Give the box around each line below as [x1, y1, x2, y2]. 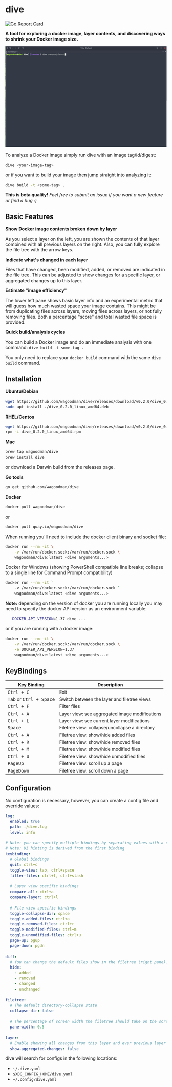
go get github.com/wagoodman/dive [5, 485, 79, 490]
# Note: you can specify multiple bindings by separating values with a [5, 840, 164, 846]
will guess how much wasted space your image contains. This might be [5, 303, 156, 309]
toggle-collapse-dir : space [10, 911, 70, 916]
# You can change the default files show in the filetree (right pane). [10, 959, 168, 965]
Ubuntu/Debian [5, 388, 39, 394]
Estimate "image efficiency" [5, 287, 67, 293]
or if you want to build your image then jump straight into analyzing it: [5, 172, 152, 178]
